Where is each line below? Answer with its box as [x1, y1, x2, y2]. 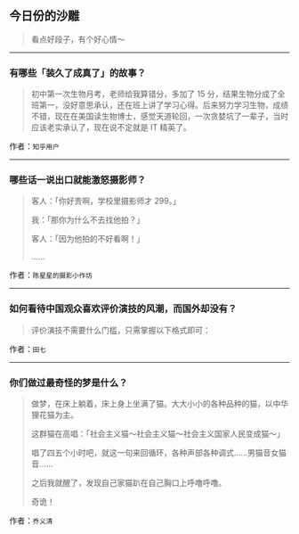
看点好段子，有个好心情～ [30, 34, 125, 45]
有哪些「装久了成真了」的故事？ [9, 66, 147, 78]
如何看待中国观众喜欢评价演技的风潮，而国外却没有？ [9, 302, 238, 315]
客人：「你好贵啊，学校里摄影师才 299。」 [30, 195, 181, 207]
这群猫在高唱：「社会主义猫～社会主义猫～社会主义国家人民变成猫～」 [30, 429, 285, 439]
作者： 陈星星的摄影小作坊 [9, 270, 93, 281]
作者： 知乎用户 [9, 141, 60, 152]
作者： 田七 [9, 343, 46, 354]
